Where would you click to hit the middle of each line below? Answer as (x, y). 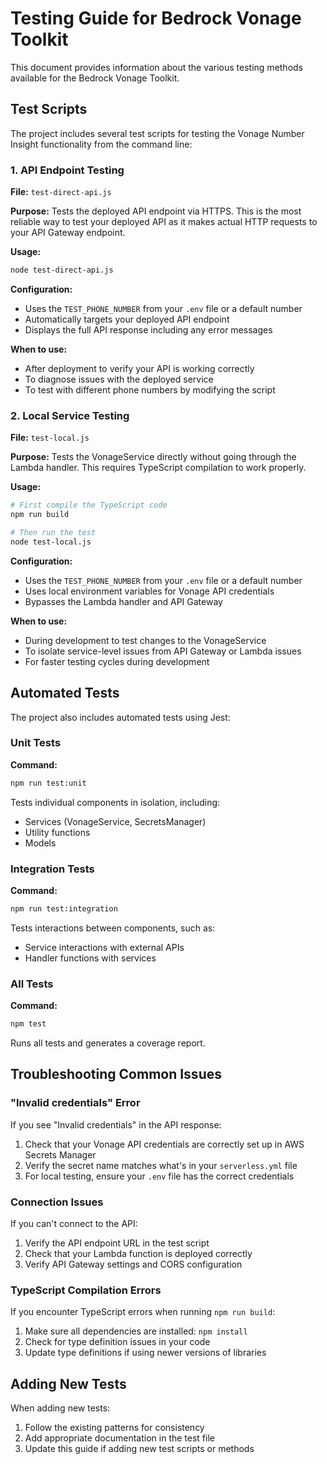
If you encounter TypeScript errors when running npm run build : (143, 1312)
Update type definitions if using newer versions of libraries (145, 1353)
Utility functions (57, 832)
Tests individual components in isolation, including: (115, 802)
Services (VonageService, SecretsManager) (115, 821)
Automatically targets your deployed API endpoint (127, 319)
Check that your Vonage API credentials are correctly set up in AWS (164, 1144)
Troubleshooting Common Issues (116, 1074)
